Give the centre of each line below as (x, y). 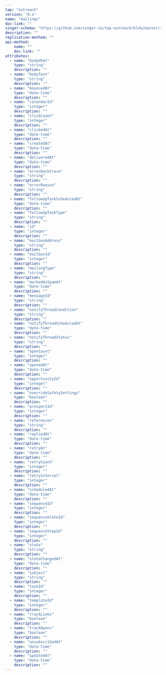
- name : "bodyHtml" (30, 61)
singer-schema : (21, 28)
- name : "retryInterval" (35, 476)
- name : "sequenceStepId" (36, 531)
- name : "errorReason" (33, 185)
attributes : (17, 56)
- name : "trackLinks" (32, 614)
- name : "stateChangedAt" (36, 559)
